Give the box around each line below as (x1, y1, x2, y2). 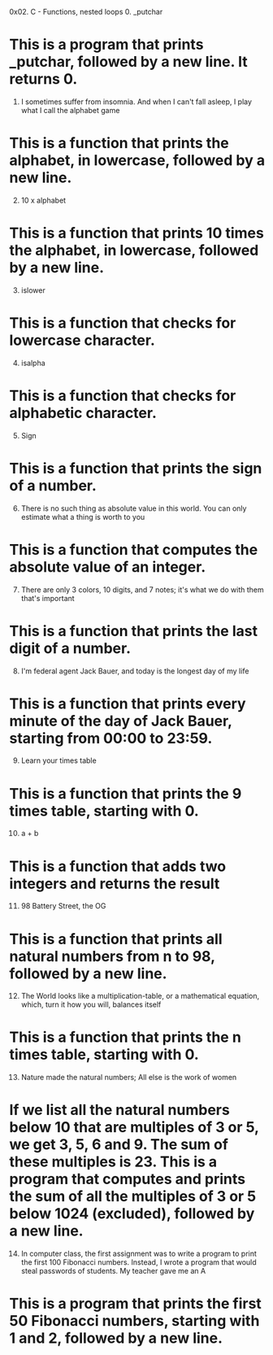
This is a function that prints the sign (9, 459, 262, 477)
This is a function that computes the (9, 540, 258, 559)
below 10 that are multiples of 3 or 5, (9, 1118, 259, 1137)
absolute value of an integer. (9, 557, 206, 576)
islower (20, 285, 45, 295)
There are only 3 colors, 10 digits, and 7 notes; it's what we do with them (20, 585, 265, 595)
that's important (20, 593, 76, 603)
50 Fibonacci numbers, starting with (9, 1312, 260, 1331)
